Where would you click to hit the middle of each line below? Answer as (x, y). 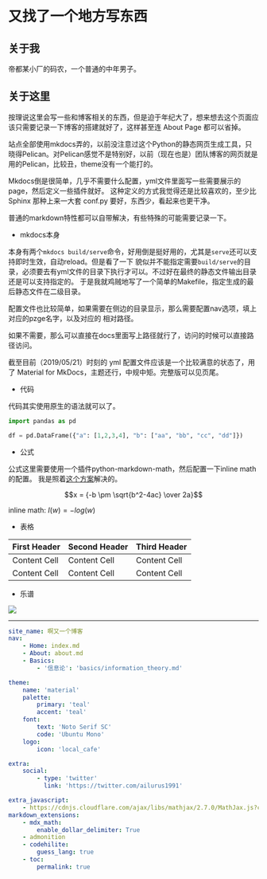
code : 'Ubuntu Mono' (71, 734)
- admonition (44, 838)
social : (35, 771)
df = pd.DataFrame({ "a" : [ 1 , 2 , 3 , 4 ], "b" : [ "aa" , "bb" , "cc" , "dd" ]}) (126, 435)
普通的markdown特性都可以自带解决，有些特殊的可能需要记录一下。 (120, 218)
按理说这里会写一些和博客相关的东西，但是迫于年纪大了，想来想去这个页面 (130, 117)
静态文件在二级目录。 (50, 291)
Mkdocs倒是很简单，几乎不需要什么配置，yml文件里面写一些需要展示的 (124, 181)
